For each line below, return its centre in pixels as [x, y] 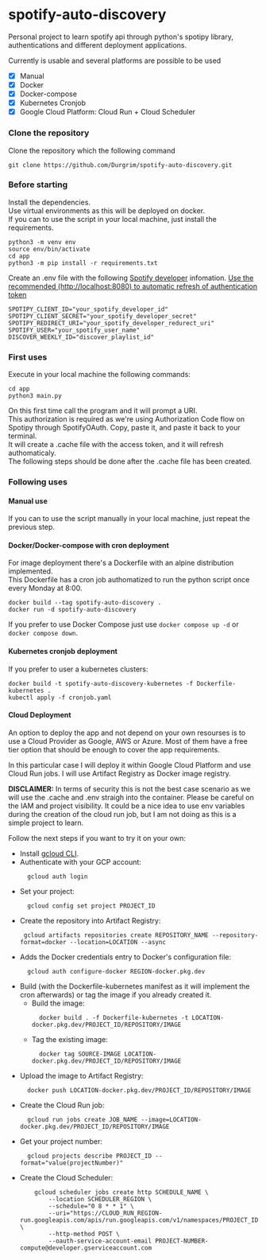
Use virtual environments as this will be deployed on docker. [106, 210]
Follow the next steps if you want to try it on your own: [97, 838]
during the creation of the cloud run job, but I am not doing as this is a [122, 814]
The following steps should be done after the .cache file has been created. [130, 461]
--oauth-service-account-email [100, 1241]
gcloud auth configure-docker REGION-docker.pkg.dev [116, 971]
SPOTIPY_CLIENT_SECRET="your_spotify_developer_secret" [102, 316]
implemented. [31, 571]
